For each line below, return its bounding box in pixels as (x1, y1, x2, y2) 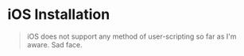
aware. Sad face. (26, 39, 83, 49)
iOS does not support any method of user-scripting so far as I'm (26, 32, 237, 41)
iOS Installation (7, 6, 110, 24)
